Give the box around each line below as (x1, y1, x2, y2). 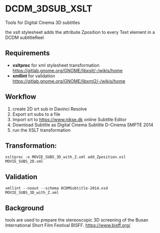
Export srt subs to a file (12, 111, 61, 117)
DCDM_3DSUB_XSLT (5, 3, 93, 14)
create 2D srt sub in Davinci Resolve (12, 106, 87, 112)
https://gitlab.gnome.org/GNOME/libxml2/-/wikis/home (12, 78, 126, 84)
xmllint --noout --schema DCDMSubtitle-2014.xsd (5, 186, 108, 191)
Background (5, 204, 44, 212)
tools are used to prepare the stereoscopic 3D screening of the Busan (5, 217, 149, 223)
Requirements (5, 49, 50, 57)
